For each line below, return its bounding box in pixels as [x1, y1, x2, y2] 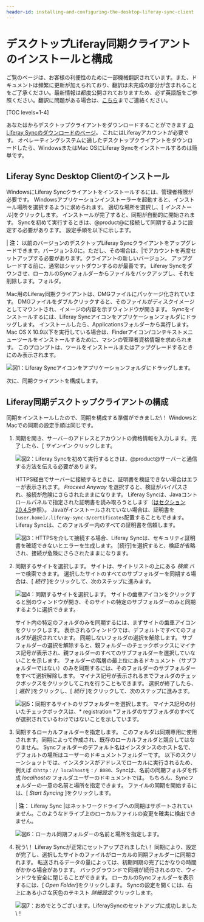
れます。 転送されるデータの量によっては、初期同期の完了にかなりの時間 [15, 859, 197, 866]
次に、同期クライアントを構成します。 [6, 377, 101, 384]
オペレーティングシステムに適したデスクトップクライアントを [18, 136, 172, 144]
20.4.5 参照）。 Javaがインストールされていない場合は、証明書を [15, 506, 175, 513]
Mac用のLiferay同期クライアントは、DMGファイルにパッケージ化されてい [6, 290, 190, 298]
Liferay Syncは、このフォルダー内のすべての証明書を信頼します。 [15, 521, 178, 529]
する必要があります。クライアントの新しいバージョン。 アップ [32, 255, 188, 262]
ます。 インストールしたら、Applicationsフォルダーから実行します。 [22, 321, 192, 328]
